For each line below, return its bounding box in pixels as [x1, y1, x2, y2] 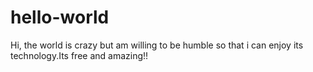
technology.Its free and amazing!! [10, 49, 149, 61]
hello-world [10, 6, 110, 29]
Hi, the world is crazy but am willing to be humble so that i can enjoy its [10, 39, 304, 51]
